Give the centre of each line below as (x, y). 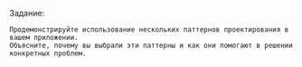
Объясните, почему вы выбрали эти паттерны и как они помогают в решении (151, 45)
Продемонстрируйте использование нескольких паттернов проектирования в (149, 30)
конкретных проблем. (48, 53)
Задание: (27, 13)
